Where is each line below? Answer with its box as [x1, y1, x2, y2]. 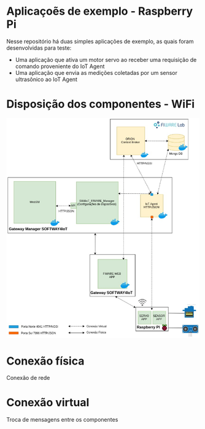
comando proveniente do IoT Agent [15, 63, 105, 70]
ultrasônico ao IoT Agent [15, 75, 78, 83]
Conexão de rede [6, 374, 50, 382]
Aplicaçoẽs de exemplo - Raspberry [6, 4, 193, 18]
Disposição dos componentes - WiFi [6, 97, 195, 111]
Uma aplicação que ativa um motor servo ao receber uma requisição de [15, 56, 197, 63]
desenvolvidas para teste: [6, 44, 72, 52]
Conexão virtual [6, 396, 90, 409]
